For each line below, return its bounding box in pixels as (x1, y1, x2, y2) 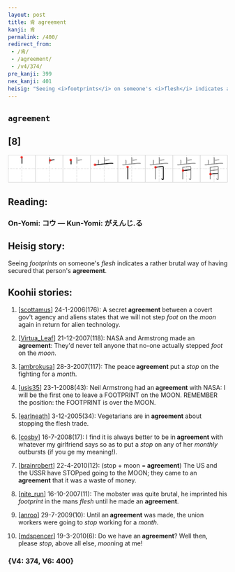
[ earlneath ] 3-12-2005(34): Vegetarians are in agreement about (17, 412, 202, 420)
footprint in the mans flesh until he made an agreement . (17, 497, 179, 505)
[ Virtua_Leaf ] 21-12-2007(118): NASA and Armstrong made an (17, 333, 195, 342)
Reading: (8, 196, 48, 208)
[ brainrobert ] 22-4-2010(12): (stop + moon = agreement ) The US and (17, 461, 218, 469)
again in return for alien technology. (17, 320, 121, 328)
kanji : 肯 (8, 26, 36, 33)
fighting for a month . (17, 370, 77, 378)
